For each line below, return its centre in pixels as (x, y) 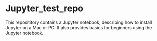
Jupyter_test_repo (44, 9)
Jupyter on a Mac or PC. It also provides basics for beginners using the (79, 27)
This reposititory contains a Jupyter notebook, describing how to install (79, 22)
